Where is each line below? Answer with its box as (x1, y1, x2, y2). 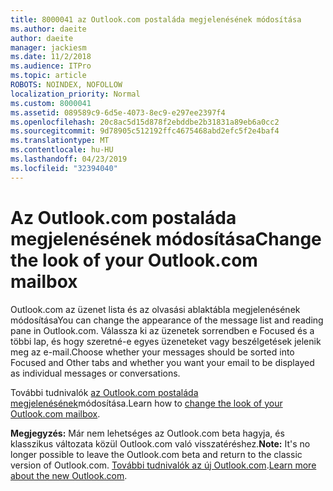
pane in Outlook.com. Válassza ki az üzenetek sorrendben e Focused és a (10, 324, 315, 336)
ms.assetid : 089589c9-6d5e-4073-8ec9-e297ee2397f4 (10, 107, 226, 118)
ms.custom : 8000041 (10, 98, 92, 108)
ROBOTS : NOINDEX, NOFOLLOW (10, 80, 123, 90)
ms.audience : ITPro (10, 61, 92, 71)
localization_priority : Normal (10, 89, 141, 99)
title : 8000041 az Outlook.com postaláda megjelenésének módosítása (10, 14, 302, 25)
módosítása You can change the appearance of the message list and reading (10, 314, 324, 326)
